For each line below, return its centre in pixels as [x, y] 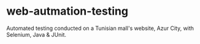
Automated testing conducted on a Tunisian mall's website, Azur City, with [100, 28]
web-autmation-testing [67, 11]
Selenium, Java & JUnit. [36, 34]
